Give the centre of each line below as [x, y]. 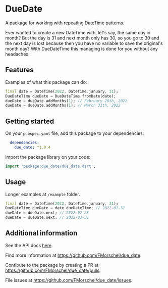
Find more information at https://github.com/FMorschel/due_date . [73, 255]
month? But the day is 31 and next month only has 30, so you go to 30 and [82, 38]
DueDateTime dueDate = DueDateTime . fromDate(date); [61, 96]
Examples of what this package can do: [46, 82]
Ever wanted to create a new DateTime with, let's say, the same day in [78, 32]
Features [19, 70]
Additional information [41, 233]
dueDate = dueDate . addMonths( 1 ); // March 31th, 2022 [63, 106]
